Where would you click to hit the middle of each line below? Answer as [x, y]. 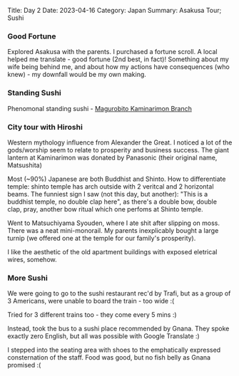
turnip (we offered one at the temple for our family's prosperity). [102, 238]
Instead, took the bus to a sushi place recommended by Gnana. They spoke [118, 329]
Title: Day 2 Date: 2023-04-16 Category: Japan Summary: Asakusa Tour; [115, 10]
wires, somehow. [32, 259]
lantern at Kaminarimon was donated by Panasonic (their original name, [112, 157]
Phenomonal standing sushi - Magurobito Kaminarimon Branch [100, 108]
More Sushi [27, 278]
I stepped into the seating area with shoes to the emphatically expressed [114, 350]
